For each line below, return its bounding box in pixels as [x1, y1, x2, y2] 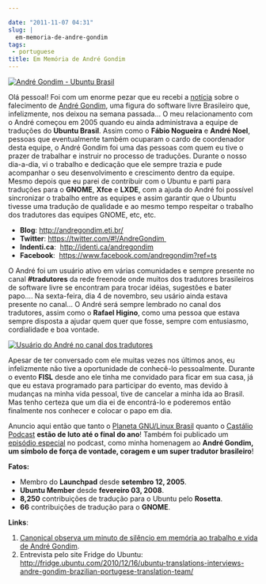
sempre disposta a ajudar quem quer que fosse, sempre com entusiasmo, [8, 317, 249, 325]
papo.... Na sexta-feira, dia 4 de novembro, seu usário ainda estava [8, 291, 228, 301]
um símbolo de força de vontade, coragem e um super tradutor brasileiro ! [8, 446, 254, 456]
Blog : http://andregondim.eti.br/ [19, 226, 124, 234]
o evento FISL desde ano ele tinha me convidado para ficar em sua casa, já [8, 373, 253, 381]
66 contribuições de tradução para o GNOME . [19, 502, 171, 511]
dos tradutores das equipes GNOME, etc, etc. [8, 210, 157, 219]
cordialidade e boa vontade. [8, 325, 100, 334]
